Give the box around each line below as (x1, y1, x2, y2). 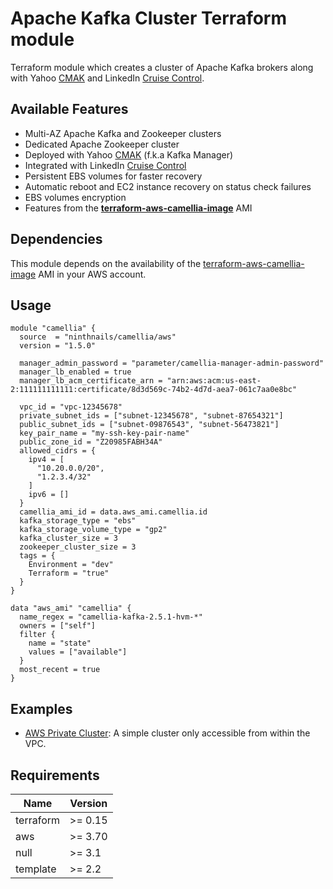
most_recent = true (19, 665, 101, 675)
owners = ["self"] (19, 621, 97, 631)
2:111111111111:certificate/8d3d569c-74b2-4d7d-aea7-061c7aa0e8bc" (10, 385, 298, 395)
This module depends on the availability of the (10, 257, 202, 269)
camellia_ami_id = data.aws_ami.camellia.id (19, 507, 208, 517)
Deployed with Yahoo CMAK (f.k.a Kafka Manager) (24, 148, 234, 161)
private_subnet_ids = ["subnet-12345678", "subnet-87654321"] (19, 411, 284, 421)
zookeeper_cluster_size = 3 (19, 542, 137, 552)
